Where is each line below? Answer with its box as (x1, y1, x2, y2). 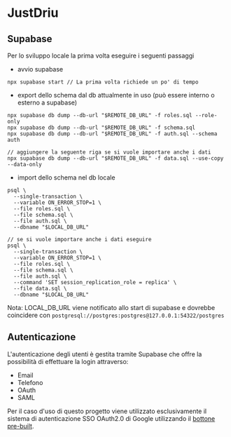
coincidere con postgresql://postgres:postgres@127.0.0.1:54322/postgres (7, 311, 225, 319)
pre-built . (7, 422, 34, 430)
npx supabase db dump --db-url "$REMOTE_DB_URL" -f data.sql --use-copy (7, 155, 224, 162)
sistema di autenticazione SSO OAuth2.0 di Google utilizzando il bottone (7, 414, 216, 422)
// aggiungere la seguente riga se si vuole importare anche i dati (7, 149, 211, 156)
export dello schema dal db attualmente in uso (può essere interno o (17, 91, 215, 99)
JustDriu (7, 5, 59, 21)
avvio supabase (17, 65, 64, 73)
